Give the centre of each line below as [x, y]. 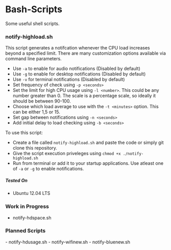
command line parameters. [34, 59]
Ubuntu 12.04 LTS [31, 193]
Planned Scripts [26, 231]
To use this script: [24, 133]
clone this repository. [35, 148]
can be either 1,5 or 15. [36, 112]
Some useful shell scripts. [32, 23]
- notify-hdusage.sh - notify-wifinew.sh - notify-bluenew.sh [68, 242]
